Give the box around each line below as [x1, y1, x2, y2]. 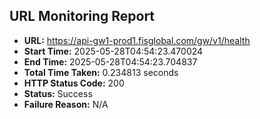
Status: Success [23, 87, 93, 99]
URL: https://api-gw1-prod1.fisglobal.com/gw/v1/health [23, 34, 251, 46]
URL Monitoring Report [9, 8, 156, 25]
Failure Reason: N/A [23, 98, 109, 110]
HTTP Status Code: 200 [23, 77, 125, 89]
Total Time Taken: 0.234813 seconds [23, 66, 179, 78]
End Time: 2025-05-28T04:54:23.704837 [23, 55, 198, 68]
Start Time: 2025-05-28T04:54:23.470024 [23, 45, 204, 57]
